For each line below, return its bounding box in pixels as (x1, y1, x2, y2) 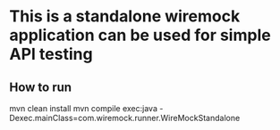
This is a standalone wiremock (9, 6, 241, 27)
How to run (9, 79, 72, 94)
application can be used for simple (9, 25, 271, 45)
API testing (9, 45, 93, 64)
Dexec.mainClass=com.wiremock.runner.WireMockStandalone (9, 113, 241, 123)
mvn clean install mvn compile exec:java (9, 103, 158, 113)
